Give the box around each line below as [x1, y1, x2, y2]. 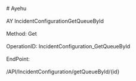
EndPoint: [6, 55, 30, 63]
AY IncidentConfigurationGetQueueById [6, 17, 104, 24]
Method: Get [6, 30, 37, 37]
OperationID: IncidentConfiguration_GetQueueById [6, 43, 131, 49]
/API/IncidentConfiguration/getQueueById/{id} [6, 68, 120, 75]
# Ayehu [6, 5, 27, 12]
